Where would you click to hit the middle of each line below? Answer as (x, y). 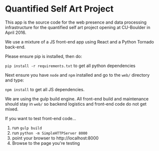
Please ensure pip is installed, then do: (44, 56)
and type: (15, 80)
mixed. (12, 109)
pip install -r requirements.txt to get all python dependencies (70, 66)
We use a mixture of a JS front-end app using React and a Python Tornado (79, 41)
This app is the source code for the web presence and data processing (76, 22)
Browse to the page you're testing (46, 143)
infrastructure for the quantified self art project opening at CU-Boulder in (78, 27)
